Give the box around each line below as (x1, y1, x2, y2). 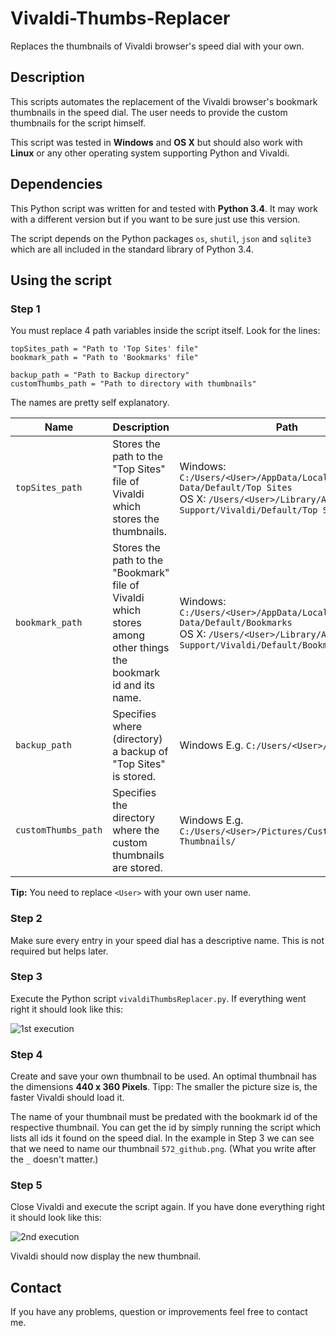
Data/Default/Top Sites (179, 482, 293, 494)
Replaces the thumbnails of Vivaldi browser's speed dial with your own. (10, 40, 305, 52)
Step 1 (10, 302, 41, 316)
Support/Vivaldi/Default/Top (179, 505, 318, 516)
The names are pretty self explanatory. (10, 397, 170, 409)
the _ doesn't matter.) (10, 1153, 99, 1166)
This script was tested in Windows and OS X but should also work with (10, 136, 303, 148)
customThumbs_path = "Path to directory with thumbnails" (10, 379, 257, 389)
